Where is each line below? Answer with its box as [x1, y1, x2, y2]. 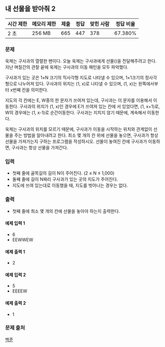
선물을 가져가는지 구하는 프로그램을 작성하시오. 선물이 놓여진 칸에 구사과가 [5, 139, 147, 145]
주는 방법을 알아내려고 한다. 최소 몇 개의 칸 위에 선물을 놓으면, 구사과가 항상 [14, 132, 159, 139]
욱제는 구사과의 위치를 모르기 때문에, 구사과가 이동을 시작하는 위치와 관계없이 [5, 126, 153, 132]
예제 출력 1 [5, 249, 26, 255]
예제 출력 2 [5, 300, 26, 306]
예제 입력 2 [5, 272, 26, 278]
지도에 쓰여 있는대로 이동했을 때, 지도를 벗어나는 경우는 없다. [12, 182, 128, 188]
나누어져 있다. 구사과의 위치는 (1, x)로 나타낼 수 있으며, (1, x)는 [18, 81, 137, 87]
